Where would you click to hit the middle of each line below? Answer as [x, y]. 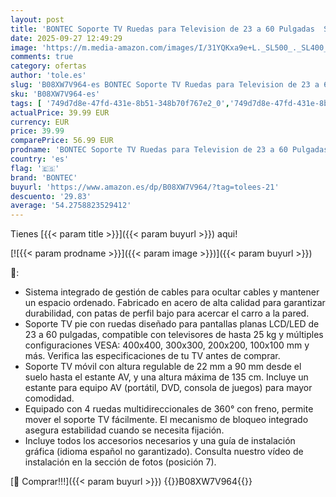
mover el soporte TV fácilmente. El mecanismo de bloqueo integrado [166, 420]
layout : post [37, 19]
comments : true [42, 57]
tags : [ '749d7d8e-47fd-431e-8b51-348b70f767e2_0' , [120, 103]
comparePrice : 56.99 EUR [62, 141]
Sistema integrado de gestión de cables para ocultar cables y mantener [172, 292]
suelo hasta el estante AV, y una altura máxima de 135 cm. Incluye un [166, 377]
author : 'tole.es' [48, 76]
